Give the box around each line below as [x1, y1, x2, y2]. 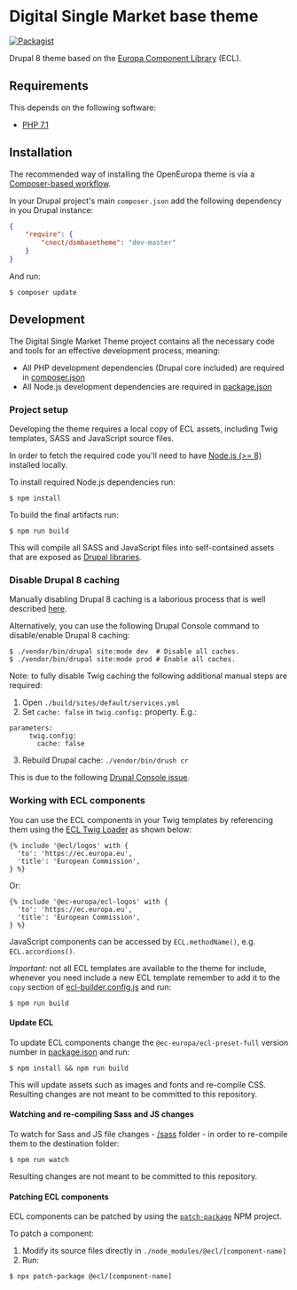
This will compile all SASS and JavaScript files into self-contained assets [9, 542, 275, 553]
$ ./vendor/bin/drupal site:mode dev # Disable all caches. [9, 647, 240, 656]
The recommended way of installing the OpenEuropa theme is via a [9, 169, 255, 179]
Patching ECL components [9, 1191, 109, 1202]
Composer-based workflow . [9, 178, 112, 188]
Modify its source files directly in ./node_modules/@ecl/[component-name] [21, 1246, 286, 1256]
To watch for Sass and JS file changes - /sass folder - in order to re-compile [9, 1129, 288, 1140]
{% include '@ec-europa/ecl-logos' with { [9, 897, 168, 906]
